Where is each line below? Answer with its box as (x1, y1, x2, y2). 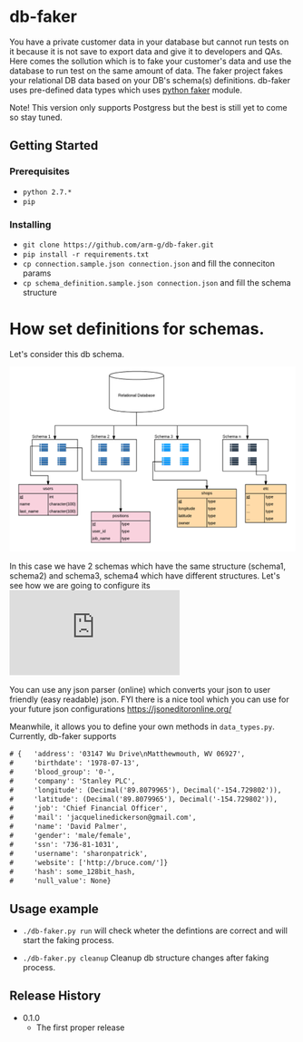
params (22, 268, 52, 278)
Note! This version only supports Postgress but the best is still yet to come (9, 102, 288, 112)
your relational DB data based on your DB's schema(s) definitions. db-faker (9, 74, 291, 85)
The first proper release (35, 1022, 125, 1033)
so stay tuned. (9, 112, 64, 122)
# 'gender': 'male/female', (9, 832, 132, 841)
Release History (9, 988, 102, 1004)
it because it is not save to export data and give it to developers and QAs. (9, 45, 283, 56)
